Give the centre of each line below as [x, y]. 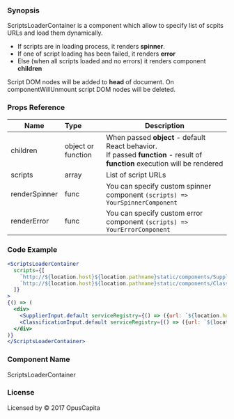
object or [79, 146]
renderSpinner [34, 193]
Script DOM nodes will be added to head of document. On [91, 82]
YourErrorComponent [138, 229]
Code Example [32, 249]
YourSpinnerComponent [141, 203]
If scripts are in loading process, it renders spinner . [91, 47]
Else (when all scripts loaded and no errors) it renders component [112, 61]
